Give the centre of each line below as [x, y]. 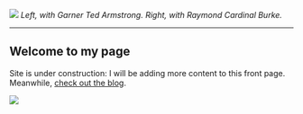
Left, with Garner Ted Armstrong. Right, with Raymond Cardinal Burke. [151, 15]
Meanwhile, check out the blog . [68, 83]
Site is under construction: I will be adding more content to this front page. [147, 73]
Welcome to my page [70, 52]
